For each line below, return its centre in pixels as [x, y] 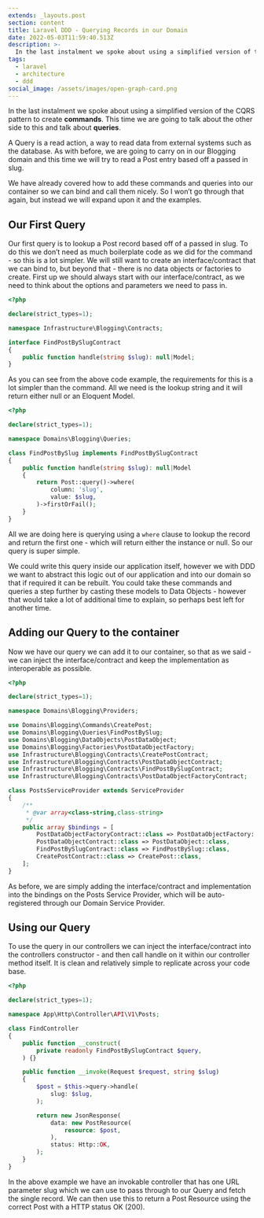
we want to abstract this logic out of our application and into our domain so [130, 574]
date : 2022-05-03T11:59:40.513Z [61, 37]
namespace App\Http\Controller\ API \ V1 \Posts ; [84, 1015]
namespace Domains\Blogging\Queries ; [70, 439]
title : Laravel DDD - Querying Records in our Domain [98, 30]
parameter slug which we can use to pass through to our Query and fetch [127, 1190]
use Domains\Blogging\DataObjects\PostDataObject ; [93, 740]
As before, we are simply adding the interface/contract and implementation [130, 886]
